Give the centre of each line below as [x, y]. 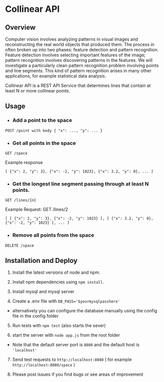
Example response [24, 162]
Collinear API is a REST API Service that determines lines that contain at [78, 85]
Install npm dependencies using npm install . [58, 282]
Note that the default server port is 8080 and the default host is [76, 345]
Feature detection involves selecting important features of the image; [75, 55]
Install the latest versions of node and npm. [56, 272]
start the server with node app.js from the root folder [66, 335]
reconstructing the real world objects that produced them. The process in [80, 44]
